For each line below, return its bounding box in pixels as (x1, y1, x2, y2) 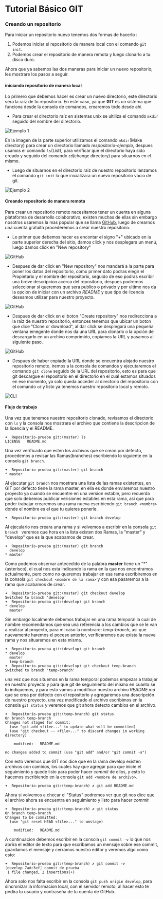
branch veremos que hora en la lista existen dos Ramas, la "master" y (5, 529, 145, 535)
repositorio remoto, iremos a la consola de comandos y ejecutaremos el (12, 363, 156, 368)
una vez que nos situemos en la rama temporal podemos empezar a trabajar (5, 677, 158, 682)
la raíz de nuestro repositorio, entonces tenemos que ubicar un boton (12, 318, 151, 324)
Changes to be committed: (5, 815, 57, 820)
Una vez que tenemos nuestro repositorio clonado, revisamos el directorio (5, 415, 154, 421)
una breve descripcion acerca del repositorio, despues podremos (12, 278, 144, 284)
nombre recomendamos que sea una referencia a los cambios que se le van (5, 622, 157, 627)
